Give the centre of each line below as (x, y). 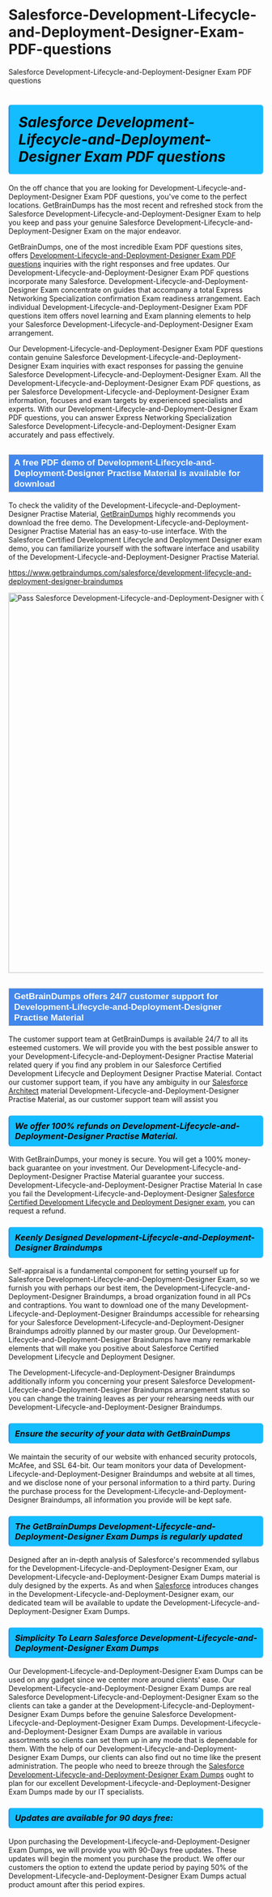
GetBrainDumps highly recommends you (168, 514)
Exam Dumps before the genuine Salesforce (114, 1714)
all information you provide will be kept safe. (158, 1500)
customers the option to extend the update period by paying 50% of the (128, 1867)
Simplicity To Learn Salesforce (77, 1637)
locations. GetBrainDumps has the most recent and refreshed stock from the (136, 205)
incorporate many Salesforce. (58, 281)
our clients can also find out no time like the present (174, 1757)
